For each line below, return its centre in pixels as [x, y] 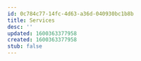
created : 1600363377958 [42, 40]
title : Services [31, 20]
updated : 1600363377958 [42, 33]
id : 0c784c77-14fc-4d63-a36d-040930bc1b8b [70, 14]
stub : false [25, 46]
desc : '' [20, 27]
